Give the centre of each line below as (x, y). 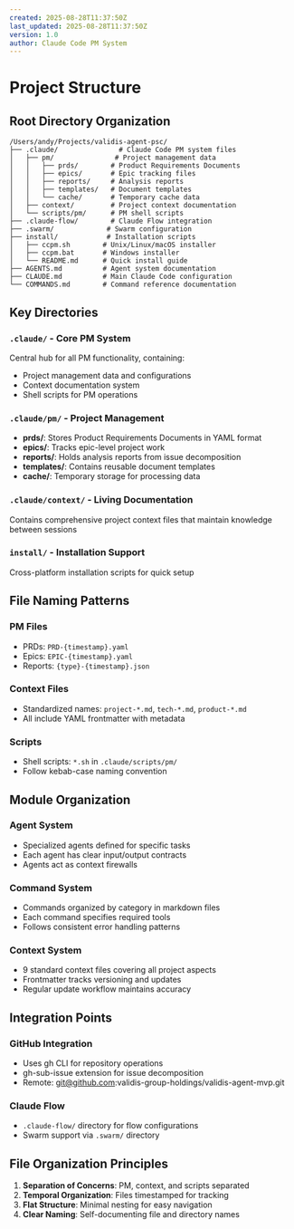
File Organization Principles (89, 1163)
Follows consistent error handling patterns (101, 927)
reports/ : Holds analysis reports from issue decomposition (132, 457)
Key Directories (54, 312)
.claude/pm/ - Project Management (87, 418)
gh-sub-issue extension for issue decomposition (113, 1073)
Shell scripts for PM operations (80, 394)
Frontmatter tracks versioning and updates (102, 980)
